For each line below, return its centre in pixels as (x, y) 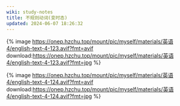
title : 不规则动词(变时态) (37, 18)
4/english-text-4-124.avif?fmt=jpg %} (54, 96)
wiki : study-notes (30, 12)
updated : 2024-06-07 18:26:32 (45, 23)
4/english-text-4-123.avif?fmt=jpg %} (54, 62)
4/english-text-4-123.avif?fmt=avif (50, 48)
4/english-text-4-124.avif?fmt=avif (50, 82)
